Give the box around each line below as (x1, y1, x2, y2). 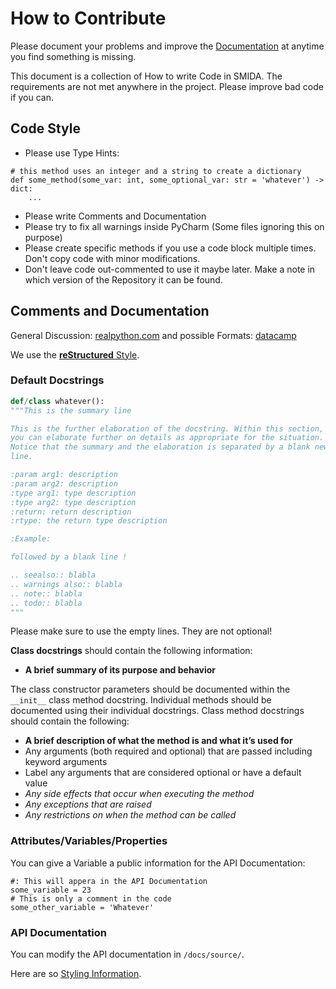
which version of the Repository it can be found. (24, 273, 223, 286)
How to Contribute (10, 7, 167, 30)
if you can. (10, 91, 55, 103)
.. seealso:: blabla (10, 570, 97, 581)
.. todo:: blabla (10, 598, 83, 608)
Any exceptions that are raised (24, 798, 152, 811)
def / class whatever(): (10, 396, 105, 406)
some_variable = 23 (10, 885, 92, 895)
